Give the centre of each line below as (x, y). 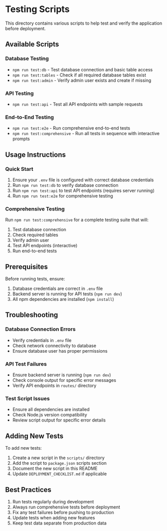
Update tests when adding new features (53, 517)
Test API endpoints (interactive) (45, 246)
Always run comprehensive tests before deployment (66, 507)
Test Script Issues (27, 398)
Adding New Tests (34, 436)
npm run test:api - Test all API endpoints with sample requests (77, 104)
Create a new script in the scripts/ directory (58, 458)
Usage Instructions (35, 154)
